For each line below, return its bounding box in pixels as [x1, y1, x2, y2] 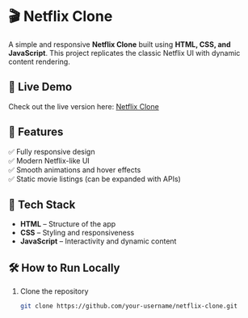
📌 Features [8, 125, 64, 139]
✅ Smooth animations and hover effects [8, 164, 141, 175]
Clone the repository [19, 286, 89, 296]
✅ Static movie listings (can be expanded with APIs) [8, 174, 182, 184]
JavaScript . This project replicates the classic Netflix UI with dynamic [8, 48, 241, 57]
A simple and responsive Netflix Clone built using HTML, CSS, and [8, 39, 232, 49]
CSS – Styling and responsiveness [19, 228, 135, 238]
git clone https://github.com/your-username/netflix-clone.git [19, 302, 238, 311]
